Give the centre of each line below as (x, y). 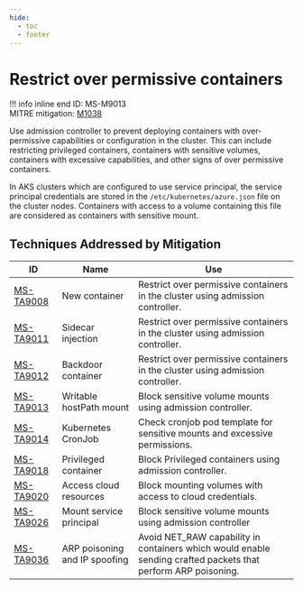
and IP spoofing (95, 560)
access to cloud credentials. (197, 497)
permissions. (165, 445)
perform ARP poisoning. (189, 571)
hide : (19, 18)
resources (83, 497)
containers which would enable (204, 548)
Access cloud (91, 485)
